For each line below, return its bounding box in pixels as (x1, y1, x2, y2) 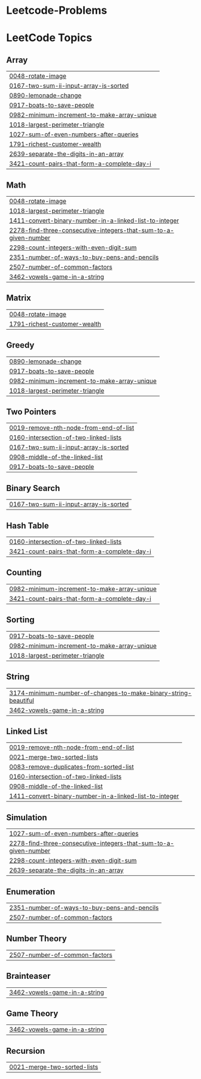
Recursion (6, 1045, 45, 1056)
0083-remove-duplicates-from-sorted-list (9, 762, 134, 771)
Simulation (6, 812, 47, 822)
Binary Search (6, 483, 60, 493)
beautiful (9, 696, 35, 704)
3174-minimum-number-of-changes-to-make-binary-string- (9, 689, 192, 697)
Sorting (6, 615, 35, 625)
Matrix (6, 293, 31, 303)
